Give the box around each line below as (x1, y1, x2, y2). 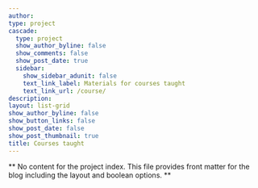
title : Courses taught (8, 139, 85, 148)
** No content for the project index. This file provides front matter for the (8, 161, 250, 171)
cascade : (8, 27, 38, 35)
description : (8, 94, 52, 102)
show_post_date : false (8, 124, 85, 132)
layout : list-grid (8, 102, 70, 110)
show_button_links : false (8, 117, 95, 125)
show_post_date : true (15, 57, 89, 65)
